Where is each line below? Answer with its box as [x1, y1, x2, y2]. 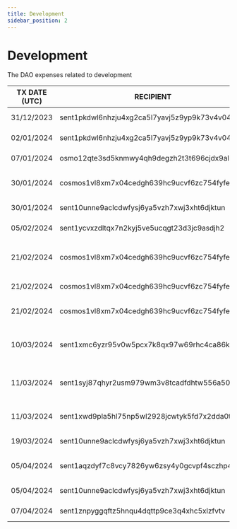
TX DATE [16, 88, 47, 98]
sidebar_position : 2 [7, 17, 68, 24]
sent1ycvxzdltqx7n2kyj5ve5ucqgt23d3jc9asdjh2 [59, 223, 225, 233]
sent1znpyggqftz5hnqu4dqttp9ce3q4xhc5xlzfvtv [59, 506, 226, 516]
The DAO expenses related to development [7, 71, 133, 79]
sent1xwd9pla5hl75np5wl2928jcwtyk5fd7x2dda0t [59, 412, 231, 422]
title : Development [7, 10, 65, 18]
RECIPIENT [134, 92, 172, 102]
